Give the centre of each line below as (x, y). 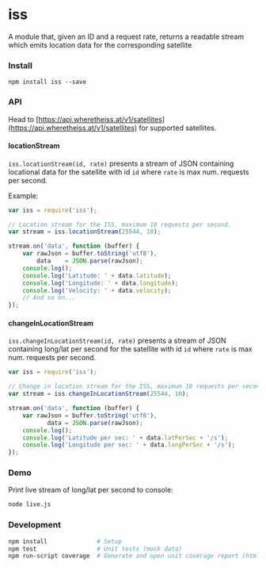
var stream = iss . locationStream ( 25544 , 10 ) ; (84, 232)
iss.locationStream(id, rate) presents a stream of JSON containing (121, 163)
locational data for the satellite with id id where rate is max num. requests (129, 171)
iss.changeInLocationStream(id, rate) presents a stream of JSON (117, 341)
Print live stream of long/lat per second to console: (91, 490)
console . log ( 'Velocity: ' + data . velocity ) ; (97, 290)
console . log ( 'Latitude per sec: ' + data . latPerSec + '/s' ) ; (125, 438)
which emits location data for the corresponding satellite (100, 44)
